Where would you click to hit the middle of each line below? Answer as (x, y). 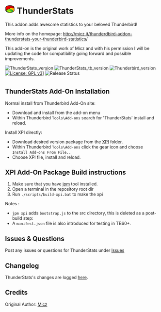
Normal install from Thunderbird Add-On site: (50, 103)
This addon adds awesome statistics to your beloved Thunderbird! (71, 24)
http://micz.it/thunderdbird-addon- (97, 33)
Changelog (22, 266)
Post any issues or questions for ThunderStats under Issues (65, 250)
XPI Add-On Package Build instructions (65, 172)
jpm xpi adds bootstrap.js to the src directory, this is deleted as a (78, 213)
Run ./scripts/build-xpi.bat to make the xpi (57, 194)
